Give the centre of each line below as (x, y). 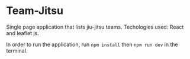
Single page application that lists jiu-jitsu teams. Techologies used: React (95, 27)
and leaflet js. (23, 33)
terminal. (17, 50)
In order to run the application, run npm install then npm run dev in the (92, 44)
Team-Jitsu (35, 11)
